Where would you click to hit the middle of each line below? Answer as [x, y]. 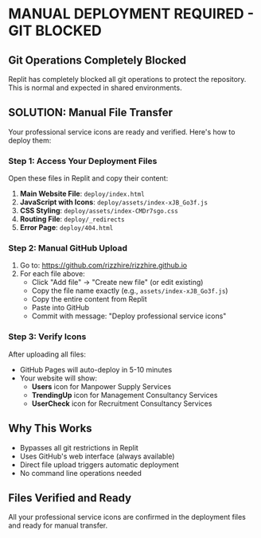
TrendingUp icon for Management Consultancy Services [125, 395]
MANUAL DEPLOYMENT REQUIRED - [131, 14]
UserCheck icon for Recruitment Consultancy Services [122, 403]
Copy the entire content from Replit [89, 299]
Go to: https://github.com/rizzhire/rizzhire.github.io [103, 265]
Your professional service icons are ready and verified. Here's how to [122, 131]
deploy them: [30, 140]
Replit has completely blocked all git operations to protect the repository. [127, 79]
